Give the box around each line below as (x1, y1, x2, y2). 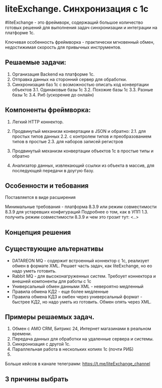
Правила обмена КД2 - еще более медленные (12, 289, 109, 294)
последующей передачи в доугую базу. (12, 167, 94, 173)
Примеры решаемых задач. (5, 313, 95, 321)
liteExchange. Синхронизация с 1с (5, 3, 149, 15)
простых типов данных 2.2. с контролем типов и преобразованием (12, 133, 151, 139)
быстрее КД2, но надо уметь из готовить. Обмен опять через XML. (12, 299, 151, 305)
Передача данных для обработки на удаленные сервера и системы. (12, 336, 154, 342)
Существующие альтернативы (5, 245, 104, 253)
